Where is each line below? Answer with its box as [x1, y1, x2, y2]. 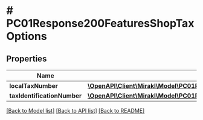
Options [6, 30, 47, 43]
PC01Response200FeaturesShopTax [6, 16, 195, 30]
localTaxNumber [9, 82, 59, 90]
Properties [6, 53, 47, 64]
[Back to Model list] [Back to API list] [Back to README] [6, 107, 145, 114]
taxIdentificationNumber [9, 92, 82, 100]
